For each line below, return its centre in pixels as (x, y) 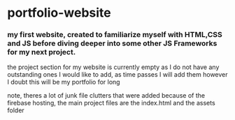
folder (16, 110)
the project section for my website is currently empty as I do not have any (113, 67)
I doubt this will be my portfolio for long (64, 82)
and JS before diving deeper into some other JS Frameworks (112, 43)
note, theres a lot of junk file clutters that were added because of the (106, 96)
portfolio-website (59, 13)
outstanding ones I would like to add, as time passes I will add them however (118, 75)
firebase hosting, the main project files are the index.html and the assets (111, 103)
